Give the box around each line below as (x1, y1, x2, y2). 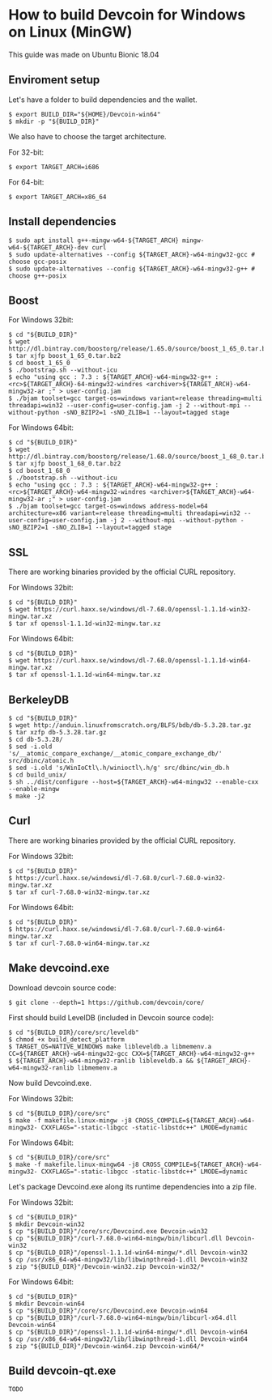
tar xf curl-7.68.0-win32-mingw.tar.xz (15, 888, 151, 896)
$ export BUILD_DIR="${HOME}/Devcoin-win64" (8, 110, 161, 118)
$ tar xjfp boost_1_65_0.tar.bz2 (8, 352, 121, 360)
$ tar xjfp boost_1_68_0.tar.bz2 (8, 460, 121, 468)
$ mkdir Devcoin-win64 (8, 1300, 85, 1308)
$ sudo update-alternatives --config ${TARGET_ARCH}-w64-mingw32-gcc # (8, 250, 255, 258)
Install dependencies (8, 215, 117, 228)
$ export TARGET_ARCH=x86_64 (8, 193, 107, 201)
